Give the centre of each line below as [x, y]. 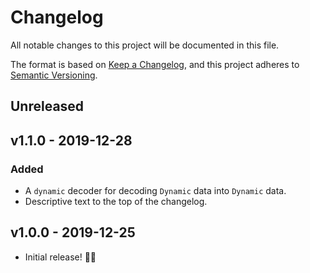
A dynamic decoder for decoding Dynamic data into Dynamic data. [155, 191]
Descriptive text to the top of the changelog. [116, 202]
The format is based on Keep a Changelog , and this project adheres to [155, 64]
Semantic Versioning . [54, 75]
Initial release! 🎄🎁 [60, 257]
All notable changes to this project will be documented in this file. [145, 45]
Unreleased [47, 106]
